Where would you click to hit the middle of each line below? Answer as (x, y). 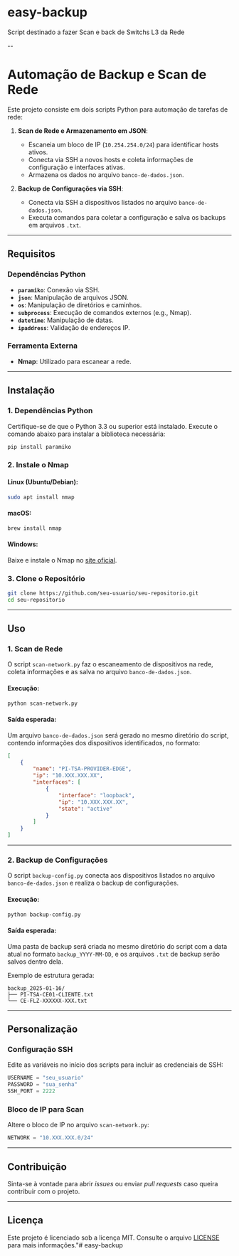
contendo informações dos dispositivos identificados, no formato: (104, 743)
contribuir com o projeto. (44, 1191)
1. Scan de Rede (35, 649)
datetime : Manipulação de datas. (65, 320)
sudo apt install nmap (41, 497)
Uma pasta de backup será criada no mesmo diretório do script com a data (117, 946)
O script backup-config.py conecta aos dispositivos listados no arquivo (111, 876)
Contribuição (37, 1167)
